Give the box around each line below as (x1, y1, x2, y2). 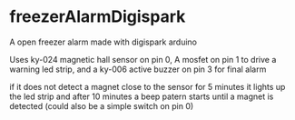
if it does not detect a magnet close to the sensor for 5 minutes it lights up (9, 81, 286, 92)
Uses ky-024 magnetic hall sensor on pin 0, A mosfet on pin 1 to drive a (9, 54, 277, 65)
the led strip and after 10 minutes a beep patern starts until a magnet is (9, 91, 274, 102)
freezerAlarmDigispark (9, 6, 186, 27)
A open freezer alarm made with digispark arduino (9, 36, 198, 47)
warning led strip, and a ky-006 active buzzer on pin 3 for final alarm (9, 64, 267, 75)
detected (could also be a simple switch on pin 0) (9, 100, 194, 111)
